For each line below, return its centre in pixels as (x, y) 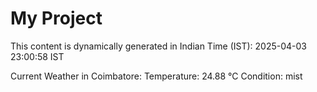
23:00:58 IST (37, 56)
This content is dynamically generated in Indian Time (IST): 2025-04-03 (158, 46)
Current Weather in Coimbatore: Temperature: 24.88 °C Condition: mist (156, 76)
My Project (56, 18)
